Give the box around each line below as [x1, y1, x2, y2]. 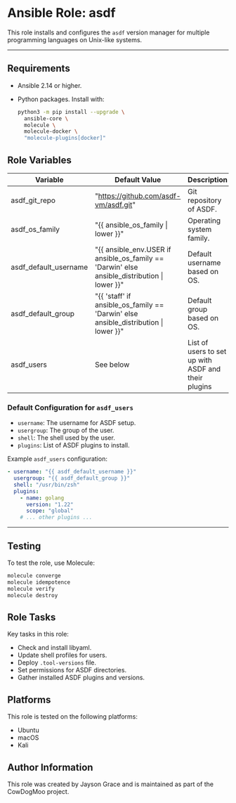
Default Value [114, 174, 162, 184]
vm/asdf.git [94, 200, 133, 209]
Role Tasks [7, 611, 56, 623]
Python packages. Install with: [17, 95, 105, 103]
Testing [7, 540, 41, 552]
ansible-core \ [24, 115, 69, 122]
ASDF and [187, 364, 221, 374]
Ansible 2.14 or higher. [17, 81, 82, 89]
